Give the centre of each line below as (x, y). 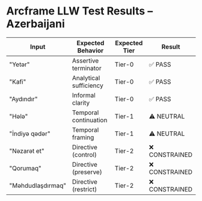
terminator (87, 68)
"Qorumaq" (26, 168)
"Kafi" (18, 81)
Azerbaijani (35, 24)
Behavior (90, 51)
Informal (84, 95)
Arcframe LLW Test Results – (80, 11)
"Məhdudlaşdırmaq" (38, 185)
